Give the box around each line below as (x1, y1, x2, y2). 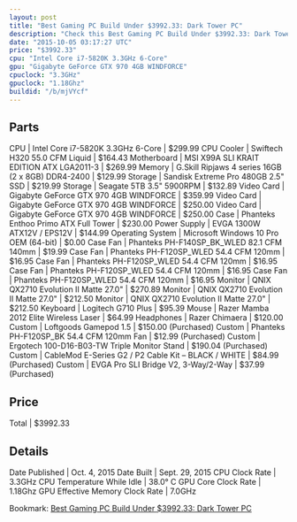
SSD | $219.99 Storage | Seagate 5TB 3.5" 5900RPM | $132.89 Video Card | (9, 180, 286, 191)
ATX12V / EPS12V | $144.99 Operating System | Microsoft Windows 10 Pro (9, 227, 279, 239)
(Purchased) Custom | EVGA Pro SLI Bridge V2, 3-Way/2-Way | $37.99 (9, 359, 265, 370)
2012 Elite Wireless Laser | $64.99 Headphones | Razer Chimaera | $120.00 (9, 312, 284, 323)
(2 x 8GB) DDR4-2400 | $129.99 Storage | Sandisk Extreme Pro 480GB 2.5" (9, 172, 285, 182)
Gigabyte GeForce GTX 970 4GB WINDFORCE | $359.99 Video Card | (9, 190, 263, 201)
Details (9, 443, 49, 458)
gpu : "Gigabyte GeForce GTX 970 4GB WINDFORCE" (9, 63, 188, 72)
